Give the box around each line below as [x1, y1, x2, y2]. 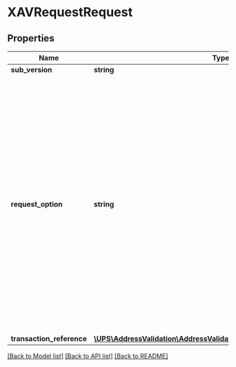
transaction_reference [11, 334, 87, 343]
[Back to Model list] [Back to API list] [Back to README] [7, 352, 169, 360]
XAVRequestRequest [7, 4, 133, 20]
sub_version [11, 65, 53, 75]
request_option [11, 200, 63, 209]
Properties [7, 32, 55, 44]
